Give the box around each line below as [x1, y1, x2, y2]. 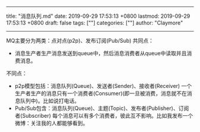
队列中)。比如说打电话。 [20, 98, 80, 104]
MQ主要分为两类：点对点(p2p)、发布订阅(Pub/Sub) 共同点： [6, 37, 154, 44]
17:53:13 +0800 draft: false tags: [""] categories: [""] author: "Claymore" [6, 19, 183, 26]
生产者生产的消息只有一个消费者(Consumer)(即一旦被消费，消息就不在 [14, 90, 187, 97]
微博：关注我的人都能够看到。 [14, 120, 88, 127]
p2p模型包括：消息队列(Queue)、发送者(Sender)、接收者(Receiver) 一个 [14, 83, 192, 89]
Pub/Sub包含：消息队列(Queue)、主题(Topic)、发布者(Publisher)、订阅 [14, 105, 189, 112]
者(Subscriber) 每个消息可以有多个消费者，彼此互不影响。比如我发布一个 [14, 112, 193, 119]
